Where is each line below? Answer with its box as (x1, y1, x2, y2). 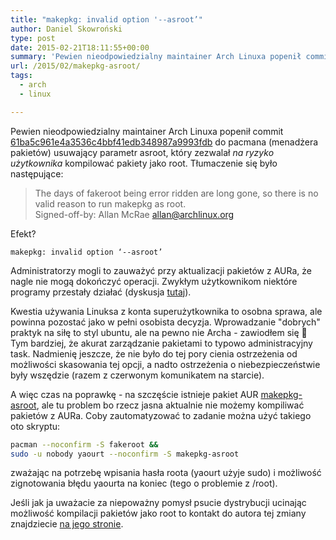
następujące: (10, 167, 64, 180)
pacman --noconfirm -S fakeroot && (10, 439, 159, 450)
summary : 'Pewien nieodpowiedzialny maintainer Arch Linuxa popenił (10, 52, 302, 62)
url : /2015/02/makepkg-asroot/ (10, 61, 141, 71)
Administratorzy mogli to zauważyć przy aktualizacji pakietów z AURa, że (10, 264, 312, 276)
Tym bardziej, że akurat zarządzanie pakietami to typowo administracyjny (10, 337, 313, 349)
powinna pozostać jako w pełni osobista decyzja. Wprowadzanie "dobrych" (10, 316, 321, 328)
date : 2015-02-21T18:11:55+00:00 (10, 42, 150, 53)
